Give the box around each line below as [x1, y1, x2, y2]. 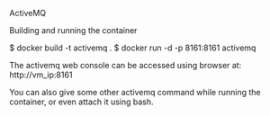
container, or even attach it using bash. [9, 96, 155, 107]
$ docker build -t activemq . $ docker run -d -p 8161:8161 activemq [9, 42, 256, 53]
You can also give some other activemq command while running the [9, 87, 261, 97]
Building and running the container [9, 25, 138, 35]
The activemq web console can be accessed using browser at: [9, 60, 242, 70]
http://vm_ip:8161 [9, 69, 73, 80]
